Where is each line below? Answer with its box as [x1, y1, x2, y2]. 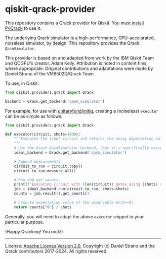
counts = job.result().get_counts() [14, 191, 90, 196]
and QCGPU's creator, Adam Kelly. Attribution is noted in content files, [5, 60, 148, 66]
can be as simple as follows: [5, 113, 63, 119]
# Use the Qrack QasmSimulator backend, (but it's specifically [14, 145, 149, 151]
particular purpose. [5, 219, 44, 225]
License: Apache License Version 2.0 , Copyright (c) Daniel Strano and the [5, 243, 155, 249]
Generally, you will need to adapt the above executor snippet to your [5, 213, 144, 219]
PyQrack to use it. [5, 25, 41, 31]
